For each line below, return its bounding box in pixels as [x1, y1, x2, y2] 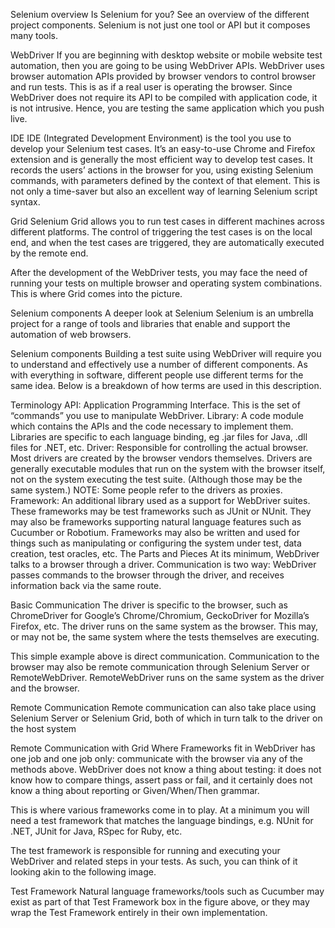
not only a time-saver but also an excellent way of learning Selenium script [10, 185, 318, 197]
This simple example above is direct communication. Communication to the [10, 650, 320, 662]
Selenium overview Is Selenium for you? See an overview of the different [10, 9, 310, 20]
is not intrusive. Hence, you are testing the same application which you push [10, 102, 325, 114]
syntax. [10, 196, 41, 208]
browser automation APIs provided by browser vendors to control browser [10, 70, 317, 82]
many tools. [10, 30, 59, 41]
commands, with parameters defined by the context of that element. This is [10, 175, 321, 186]
